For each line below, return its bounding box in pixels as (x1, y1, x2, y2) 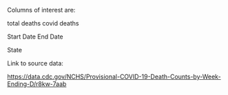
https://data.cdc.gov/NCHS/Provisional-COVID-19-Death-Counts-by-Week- (7, 72, 222, 81)
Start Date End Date (7, 32, 63, 41)
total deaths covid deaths (7, 19, 79, 27)
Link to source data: (7, 59, 64, 67)
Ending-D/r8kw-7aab (7, 80, 67, 88)
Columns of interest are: (7, 6, 76, 14)
